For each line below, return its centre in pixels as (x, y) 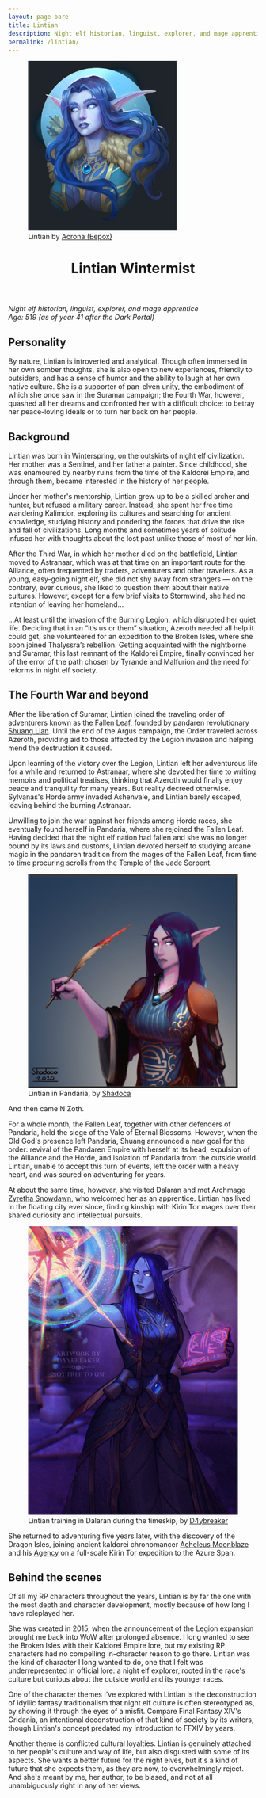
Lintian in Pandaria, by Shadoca (80, 1093)
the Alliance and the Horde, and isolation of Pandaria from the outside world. (133, 1157)
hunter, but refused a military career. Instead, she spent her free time (121, 505)
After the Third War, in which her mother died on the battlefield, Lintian (123, 554)
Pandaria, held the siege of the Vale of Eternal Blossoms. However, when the (133, 1132)
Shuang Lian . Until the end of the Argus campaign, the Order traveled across (133, 731)
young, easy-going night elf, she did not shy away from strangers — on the (131, 579)
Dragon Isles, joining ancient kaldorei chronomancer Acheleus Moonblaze (129, 1544)
